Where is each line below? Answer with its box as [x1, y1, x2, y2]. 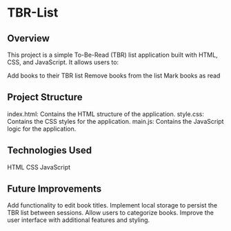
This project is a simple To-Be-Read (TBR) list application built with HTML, [7, 50, 219, 59]
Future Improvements [7, 183, 102, 195]
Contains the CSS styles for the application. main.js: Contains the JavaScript [7, 117, 224, 125]
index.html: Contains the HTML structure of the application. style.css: [7, 109, 205, 118]
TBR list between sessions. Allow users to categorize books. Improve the [7, 209, 214, 217]
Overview [7, 33, 50, 44]
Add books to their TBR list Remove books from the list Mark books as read [7, 71, 221, 80]
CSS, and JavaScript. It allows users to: [7, 58, 119, 66]
